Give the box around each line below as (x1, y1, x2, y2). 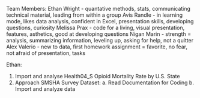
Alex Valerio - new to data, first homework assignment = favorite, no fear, (6, 43, 188, 50)
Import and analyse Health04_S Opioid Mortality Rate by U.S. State (14, 73, 180, 79)
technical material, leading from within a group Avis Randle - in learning (6, 11, 183, 19)
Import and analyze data (14, 85, 76, 92)
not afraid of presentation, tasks (6, 50, 86, 56)
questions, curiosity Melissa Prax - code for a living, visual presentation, (6, 24, 185, 31)
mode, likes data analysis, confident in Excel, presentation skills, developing (6, 18, 194, 24)
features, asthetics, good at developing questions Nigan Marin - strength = (6, 30, 191, 38)
